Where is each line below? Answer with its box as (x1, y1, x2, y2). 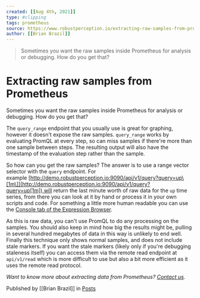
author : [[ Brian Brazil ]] (6, 31, 70, 37)
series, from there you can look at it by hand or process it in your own (6, 193, 177, 200)
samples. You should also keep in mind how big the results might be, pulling (6, 224, 192, 231)
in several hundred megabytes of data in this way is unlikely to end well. (6, 230, 183, 237)
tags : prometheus (6, 20, 49, 26)
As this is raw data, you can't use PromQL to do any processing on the (6, 218, 179, 225)
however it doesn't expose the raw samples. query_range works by (6, 131, 170, 138)
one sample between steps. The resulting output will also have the (6, 144, 168, 151)
